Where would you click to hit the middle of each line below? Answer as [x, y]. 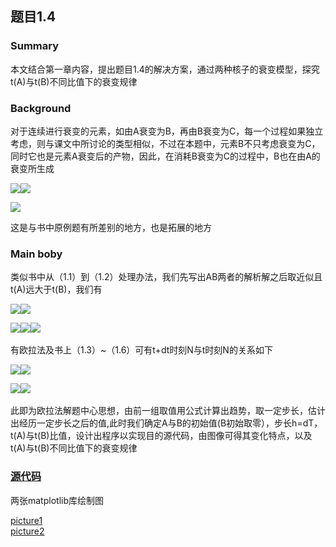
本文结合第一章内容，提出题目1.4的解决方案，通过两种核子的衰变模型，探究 [165, 69]
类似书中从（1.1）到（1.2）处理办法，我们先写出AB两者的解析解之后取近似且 [166, 277]
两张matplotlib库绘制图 [57, 500]
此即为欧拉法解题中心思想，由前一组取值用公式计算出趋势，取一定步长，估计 [168, 411]
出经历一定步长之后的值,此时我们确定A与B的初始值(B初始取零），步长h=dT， [166, 423]
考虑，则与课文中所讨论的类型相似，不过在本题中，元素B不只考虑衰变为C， [165, 143]
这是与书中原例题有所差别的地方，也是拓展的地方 [111, 227]
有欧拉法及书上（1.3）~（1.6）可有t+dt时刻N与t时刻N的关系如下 [141, 350]
